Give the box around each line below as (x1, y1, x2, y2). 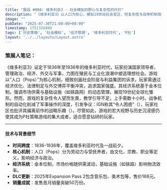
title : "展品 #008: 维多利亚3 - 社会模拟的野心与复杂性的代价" (5, 7, 124, 12)
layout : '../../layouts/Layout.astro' (5, 35, 85, 40)
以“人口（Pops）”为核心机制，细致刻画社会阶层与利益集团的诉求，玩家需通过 (5, 77, 161, 83)
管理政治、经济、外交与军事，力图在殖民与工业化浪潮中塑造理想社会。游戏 (5, 70, 158, 77)
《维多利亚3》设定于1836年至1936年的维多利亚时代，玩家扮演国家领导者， (5, 64, 159, 70)
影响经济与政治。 (21, 155, 56, 161)
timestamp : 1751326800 (5, 26, 52, 31)
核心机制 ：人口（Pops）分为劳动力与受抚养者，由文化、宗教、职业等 (12, 149, 154, 155)
